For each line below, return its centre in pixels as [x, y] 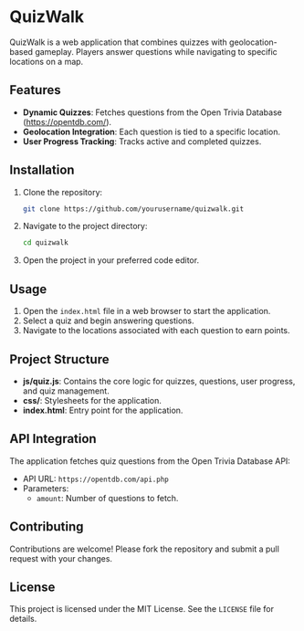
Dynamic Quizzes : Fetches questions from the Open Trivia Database [152, 112]
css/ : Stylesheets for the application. [92, 400]
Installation [42, 170]
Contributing [47, 527]
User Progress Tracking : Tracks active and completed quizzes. [142, 141]
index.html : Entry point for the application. [103, 410]
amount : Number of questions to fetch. [107, 498]
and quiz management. [66, 391]
